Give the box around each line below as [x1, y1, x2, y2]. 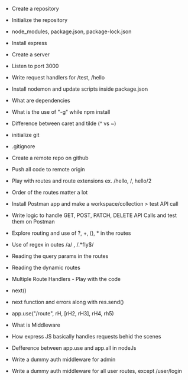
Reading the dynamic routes [11, 264, 81, 271]
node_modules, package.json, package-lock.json [11, 28, 132, 35]
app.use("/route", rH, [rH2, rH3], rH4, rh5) [11, 310, 114, 317]
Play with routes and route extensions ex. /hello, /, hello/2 [11, 177, 152, 184]
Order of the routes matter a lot [11, 189, 88, 196]
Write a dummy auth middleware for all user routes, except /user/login [11, 368, 182, 374]
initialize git [11, 132, 40, 138]
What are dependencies [11, 97, 70, 104]
